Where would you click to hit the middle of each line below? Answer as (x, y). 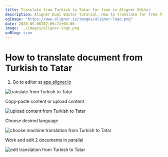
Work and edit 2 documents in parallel (44, 140)
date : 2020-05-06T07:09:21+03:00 (40, 24)
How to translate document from (74, 58)
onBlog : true (19, 33)
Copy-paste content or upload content (45, 101)
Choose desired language (32, 121)
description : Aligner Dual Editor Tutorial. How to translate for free (81, 14)
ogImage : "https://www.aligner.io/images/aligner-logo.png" (69, 19)
